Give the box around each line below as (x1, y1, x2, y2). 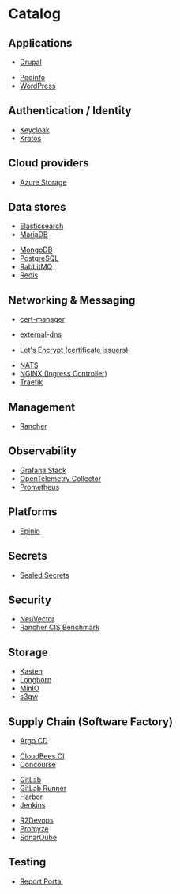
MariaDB (19, 230, 49, 239)
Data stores (8, 201, 66, 214)
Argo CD (19, 735, 48, 745)
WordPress (19, 81, 56, 90)
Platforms (8, 505, 58, 519)
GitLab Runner (19, 783, 67, 793)
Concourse (19, 759, 57, 769)
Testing (8, 855, 47, 869)
